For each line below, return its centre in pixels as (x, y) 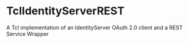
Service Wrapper (28, 33)
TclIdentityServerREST (66, 11)
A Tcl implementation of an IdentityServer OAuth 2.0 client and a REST (94, 27)
